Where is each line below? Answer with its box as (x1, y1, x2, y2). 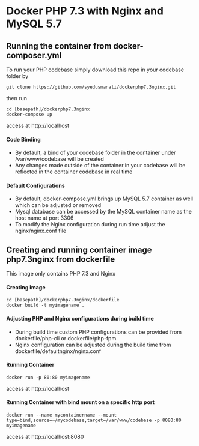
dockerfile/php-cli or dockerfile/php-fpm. (14, 334, 118, 342)
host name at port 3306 (14, 214, 74, 221)
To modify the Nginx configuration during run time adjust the (14, 221, 165, 228)
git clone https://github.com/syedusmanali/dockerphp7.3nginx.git (6, 84, 176, 90)
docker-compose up (6, 112, 52, 118)
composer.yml (6, 50, 62, 61)
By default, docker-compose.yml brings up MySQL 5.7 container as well (14, 195, 194, 202)
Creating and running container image (6, 244, 152, 255)
